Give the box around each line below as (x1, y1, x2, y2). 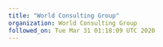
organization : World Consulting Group (8, 19, 137, 27)
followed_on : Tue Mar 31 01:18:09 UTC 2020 (8, 26, 156, 34)
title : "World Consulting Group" (8, 11, 120, 20)
